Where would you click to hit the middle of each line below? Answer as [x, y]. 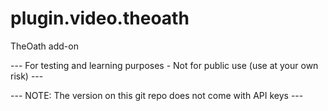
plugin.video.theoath [100, 18]
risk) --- [27, 76]
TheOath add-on [44, 46]
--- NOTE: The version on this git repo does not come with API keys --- [157, 95]
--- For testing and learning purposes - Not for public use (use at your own [164, 65]
